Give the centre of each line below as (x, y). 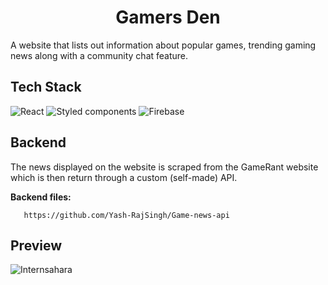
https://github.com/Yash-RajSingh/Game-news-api (126, 215)
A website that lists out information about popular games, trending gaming (163, 45)
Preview (36, 245)
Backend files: (41, 197)
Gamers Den (168, 17)
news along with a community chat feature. (99, 55)
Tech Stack (46, 87)
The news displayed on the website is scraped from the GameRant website (164, 167)
